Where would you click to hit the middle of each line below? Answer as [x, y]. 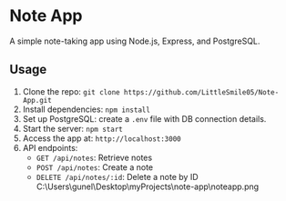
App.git [37, 100]
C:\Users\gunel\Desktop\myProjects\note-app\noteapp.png [148, 186]
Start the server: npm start [72, 128]
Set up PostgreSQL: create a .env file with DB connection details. [144, 118]
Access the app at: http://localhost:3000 [102, 138]
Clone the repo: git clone [71, 91]
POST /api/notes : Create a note [94, 167]
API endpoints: [50, 147]
